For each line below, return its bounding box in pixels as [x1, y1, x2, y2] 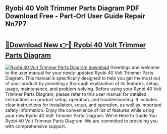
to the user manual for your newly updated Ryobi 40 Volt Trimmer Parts [5, 70, 154, 76]
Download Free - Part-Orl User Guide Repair [5, 12, 146, 21]
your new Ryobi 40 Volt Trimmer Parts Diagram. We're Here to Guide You [5, 113, 157, 118]
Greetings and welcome [110, 64, 160, 70]
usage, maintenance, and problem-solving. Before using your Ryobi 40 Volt [5, 86, 162, 92]
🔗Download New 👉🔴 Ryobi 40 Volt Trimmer [5, 40, 146, 49]
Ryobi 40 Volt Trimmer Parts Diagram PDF [5, 4, 140, 13]
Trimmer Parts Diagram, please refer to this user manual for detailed [5, 91, 147, 97]
